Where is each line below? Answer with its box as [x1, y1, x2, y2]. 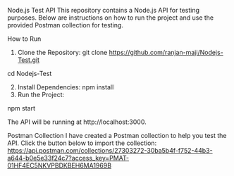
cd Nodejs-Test [7, 70, 52, 77]
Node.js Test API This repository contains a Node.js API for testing [7, 6, 199, 14]
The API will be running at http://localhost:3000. [7, 118, 147, 126]
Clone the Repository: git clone [17, 49, 108, 56]
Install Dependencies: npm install [17, 83, 114, 91]
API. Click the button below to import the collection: [7, 139, 157, 147]
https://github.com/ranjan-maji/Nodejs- [109, 49, 223, 56]
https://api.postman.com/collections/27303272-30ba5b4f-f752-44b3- [7, 146, 213, 154]
